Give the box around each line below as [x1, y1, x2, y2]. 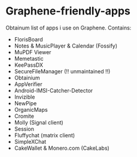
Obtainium [14, 74, 40, 81]
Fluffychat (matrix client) [14, 131, 75, 139]
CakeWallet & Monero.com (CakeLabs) [14, 144, 110, 152]
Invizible [14, 93, 35, 100]
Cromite [14, 112, 34, 120]
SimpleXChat [14, 138, 47, 145]
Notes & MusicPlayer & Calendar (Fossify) [14, 42, 118, 49]
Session [14, 125, 34, 132]
